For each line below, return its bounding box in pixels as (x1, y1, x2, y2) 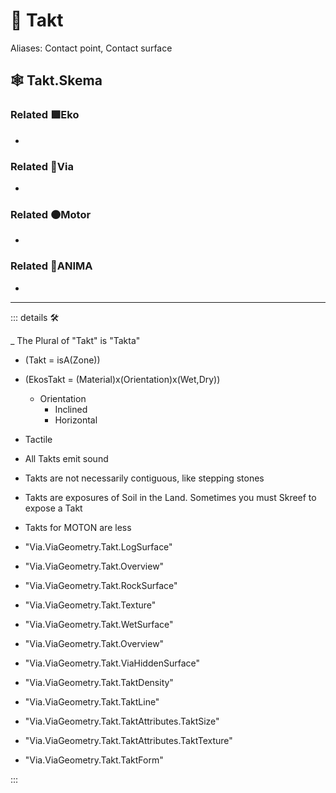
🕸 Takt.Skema (10, 72, 103, 89)
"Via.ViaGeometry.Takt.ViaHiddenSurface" (24, 657, 200, 669)
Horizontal (54, 414, 98, 426)
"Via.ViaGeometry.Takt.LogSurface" (24, 540, 173, 553)
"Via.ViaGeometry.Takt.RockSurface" (24, 579, 178, 591)
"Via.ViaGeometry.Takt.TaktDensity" (24, 676, 174, 688)
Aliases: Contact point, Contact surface (10, 42, 173, 54)
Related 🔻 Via (10, 159, 74, 173)
